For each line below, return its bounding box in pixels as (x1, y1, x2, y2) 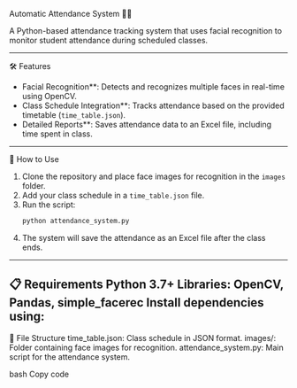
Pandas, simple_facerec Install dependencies (9, 295, 264, 310)
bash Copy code (9, 369, 70, 379)
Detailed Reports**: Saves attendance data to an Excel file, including (21, 120, 272, 129)
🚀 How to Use (9, 154, 59, 164)
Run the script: (21, 199, 76, 210)
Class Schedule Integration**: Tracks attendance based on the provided (21, 100, 285, 111)
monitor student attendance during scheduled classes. (9, 35, 209, 45)
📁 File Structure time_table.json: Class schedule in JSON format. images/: (9, 332, 277, 343)
